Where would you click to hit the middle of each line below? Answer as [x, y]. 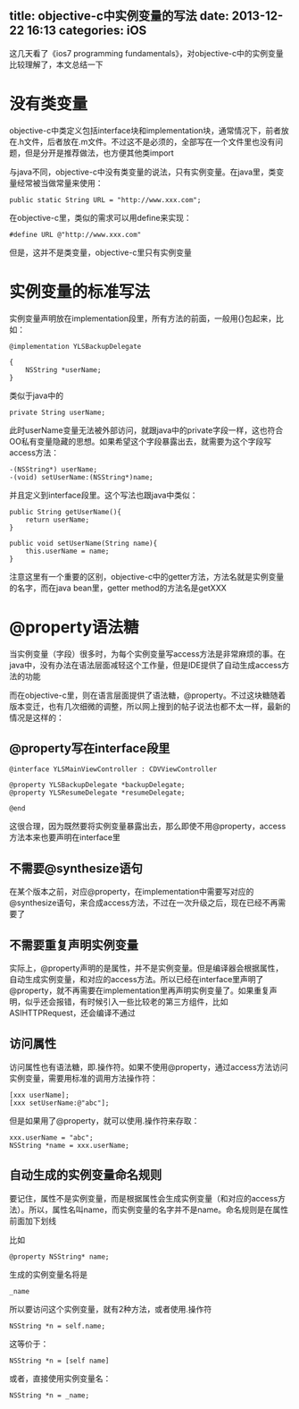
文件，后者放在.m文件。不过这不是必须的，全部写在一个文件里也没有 [149, 141]
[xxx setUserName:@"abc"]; [59, 1103]
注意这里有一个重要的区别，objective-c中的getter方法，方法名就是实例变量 [146, 576]
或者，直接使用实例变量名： [60, 1378]
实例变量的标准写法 [80, 291]
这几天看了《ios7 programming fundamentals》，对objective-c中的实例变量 [146, 53]
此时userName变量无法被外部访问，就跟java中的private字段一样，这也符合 [146, 430]
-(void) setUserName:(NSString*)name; [81, 477]
